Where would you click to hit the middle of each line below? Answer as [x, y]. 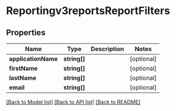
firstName [23, 68]
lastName [23, 78]
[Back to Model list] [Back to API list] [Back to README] [73, 102]
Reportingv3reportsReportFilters [88, 11]
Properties [26, 33]
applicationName [33, 59]
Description [107, 49]
